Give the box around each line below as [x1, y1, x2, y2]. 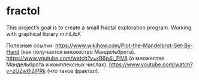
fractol [6, 4, 40, 18]
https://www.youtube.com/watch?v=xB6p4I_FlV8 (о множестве [6, 54, 165, 61]
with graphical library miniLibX [6, 30, 82, 37]
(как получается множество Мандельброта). [20, 48, 136, 55]
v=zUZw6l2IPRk [6, 67, 46, 74]
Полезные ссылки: [6, 42, 54, 49]
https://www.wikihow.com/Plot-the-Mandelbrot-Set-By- [55, 42, 193, 49]
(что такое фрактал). [47, 67, 100, 74]
